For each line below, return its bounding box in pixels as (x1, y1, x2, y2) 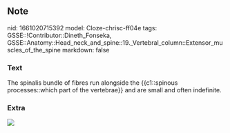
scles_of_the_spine (7, 45, 61, 54)
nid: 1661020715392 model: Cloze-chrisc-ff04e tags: (7, 23, 157, 32)
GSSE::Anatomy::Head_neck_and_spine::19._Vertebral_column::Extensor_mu (7, 38, 223, 47)
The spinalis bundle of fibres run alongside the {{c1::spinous (7, 79, 178, 87)
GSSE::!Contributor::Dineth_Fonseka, (7, 31, 112, 39)
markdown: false (61, 45, 110, 54)
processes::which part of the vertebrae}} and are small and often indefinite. (7, 86, 222, 94)
